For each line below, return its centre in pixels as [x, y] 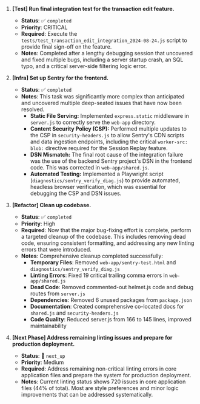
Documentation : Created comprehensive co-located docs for [107, 306]
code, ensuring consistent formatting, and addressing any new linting [108, 243]
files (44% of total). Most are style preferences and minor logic [100, 388]
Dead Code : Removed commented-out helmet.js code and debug [112, 287]
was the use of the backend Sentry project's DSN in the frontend [111, 161]
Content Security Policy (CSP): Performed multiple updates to [108, 129]
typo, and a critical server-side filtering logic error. [84, 66]
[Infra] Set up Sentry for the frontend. [60, 78]
